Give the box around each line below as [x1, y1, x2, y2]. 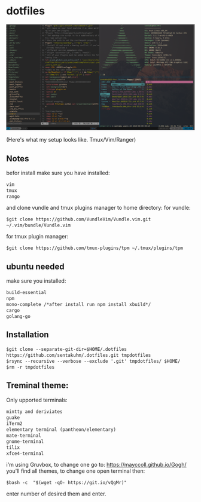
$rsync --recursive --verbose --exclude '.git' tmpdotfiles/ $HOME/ [6, 358, 181, 364]
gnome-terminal [6, 438, 44, 445]
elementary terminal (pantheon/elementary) [6, 426, 117, 433]
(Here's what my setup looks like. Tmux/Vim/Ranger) [6, 136, 136, 143]
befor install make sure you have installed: [6, 169, 110, 177]
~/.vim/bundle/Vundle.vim [6, 222, 71, 228]
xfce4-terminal [6, 450, 44, 457]
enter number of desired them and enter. [6, 490, 106, 497]
